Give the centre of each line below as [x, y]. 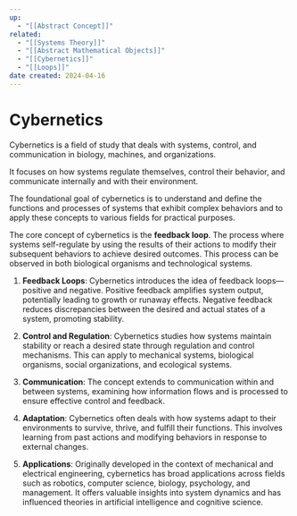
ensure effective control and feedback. [94, 401]
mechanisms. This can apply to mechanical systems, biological [138, 355]
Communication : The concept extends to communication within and [148, 382]
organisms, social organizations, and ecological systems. [127, 364]
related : [25, 34]
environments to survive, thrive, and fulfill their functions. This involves [152, 427]
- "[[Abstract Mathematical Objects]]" [91, 51]
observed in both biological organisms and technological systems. [131, 263]
